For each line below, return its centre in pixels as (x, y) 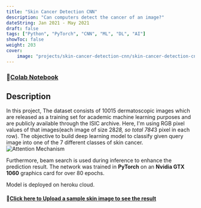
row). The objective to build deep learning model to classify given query (95, 136)
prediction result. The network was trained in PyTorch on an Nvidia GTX (95, 167)
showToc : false (25, 39)
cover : (14, 51)
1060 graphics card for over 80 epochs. (55, 173)
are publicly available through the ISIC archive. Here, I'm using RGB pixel (95, 124)
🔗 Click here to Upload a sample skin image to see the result (81, 198)
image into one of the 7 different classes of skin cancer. (75, 143)
